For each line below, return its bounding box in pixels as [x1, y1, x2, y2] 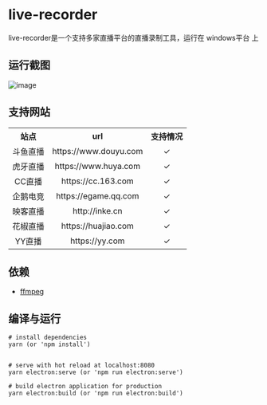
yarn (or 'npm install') [8, 340, 91, 348]
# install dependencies [8, 333, 88, 342]
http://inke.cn [73, 205, 123, 216]
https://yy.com [70, 235, 125, 246]
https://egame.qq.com [55, 190, 139, 201]
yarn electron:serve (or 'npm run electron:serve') [8, 368, 183, 376]
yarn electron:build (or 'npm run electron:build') [8, 389, 183, 398]
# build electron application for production [8, 383, 162, 391]
